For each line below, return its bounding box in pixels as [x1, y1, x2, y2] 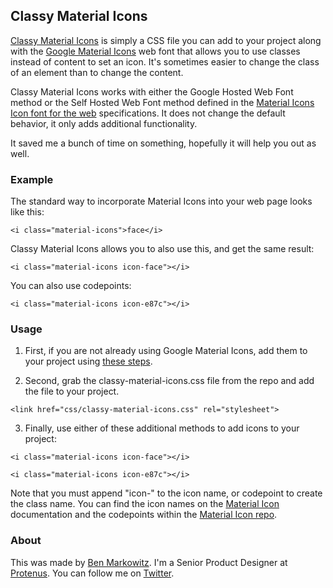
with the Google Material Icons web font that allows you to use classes [10, 45, 301, 57]
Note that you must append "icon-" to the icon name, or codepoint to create [10, 487, 323, 499]
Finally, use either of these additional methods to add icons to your [24, 422, 300, 434]
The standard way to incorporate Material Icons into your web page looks [10, 195, 313, 208]
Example [10, 172, 54, 186]
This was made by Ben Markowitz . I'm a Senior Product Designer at [10, 556, 288, 568]
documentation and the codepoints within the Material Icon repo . [10, 509, 278, 521]
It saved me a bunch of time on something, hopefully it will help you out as [10, 137, 317, 149]
